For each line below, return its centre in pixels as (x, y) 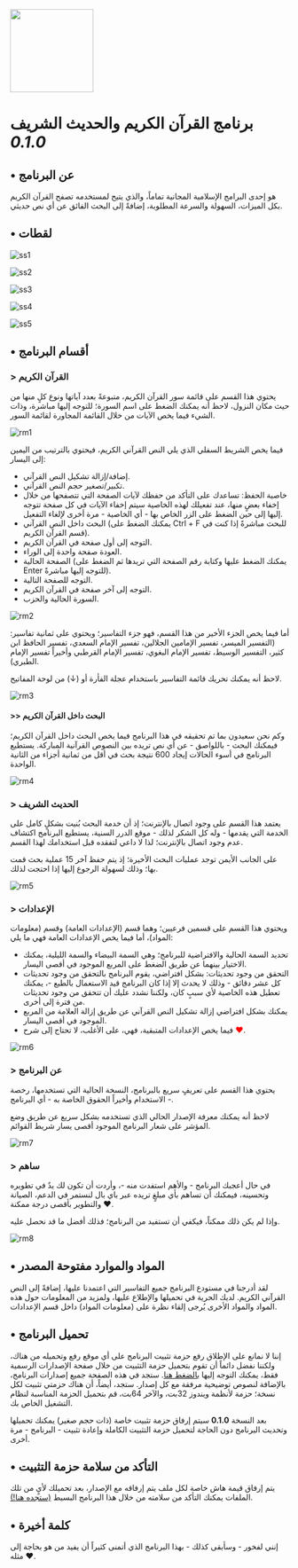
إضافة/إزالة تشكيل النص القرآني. (77, 476)
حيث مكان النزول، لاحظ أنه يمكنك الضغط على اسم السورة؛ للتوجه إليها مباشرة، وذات (150, 405)
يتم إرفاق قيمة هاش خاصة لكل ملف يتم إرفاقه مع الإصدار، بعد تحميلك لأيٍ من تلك (143, 1488)
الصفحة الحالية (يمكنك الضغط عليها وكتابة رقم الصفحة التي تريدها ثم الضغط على (155, 561)
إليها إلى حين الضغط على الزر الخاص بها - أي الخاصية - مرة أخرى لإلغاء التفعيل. (153, 514)
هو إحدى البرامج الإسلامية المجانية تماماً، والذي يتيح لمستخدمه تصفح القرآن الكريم (143, 196)
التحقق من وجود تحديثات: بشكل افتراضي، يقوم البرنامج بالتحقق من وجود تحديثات (156, 974)
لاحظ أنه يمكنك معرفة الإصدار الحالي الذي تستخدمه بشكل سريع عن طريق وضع (140, 1116)
